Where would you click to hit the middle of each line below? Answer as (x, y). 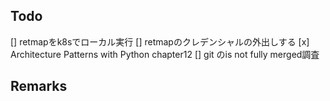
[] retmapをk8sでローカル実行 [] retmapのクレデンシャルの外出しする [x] (160, 41)
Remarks (39, 86)
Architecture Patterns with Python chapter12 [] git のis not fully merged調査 (165, 54)
